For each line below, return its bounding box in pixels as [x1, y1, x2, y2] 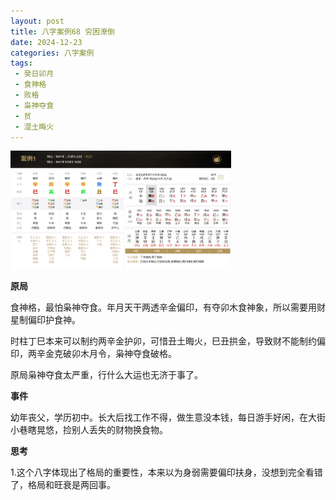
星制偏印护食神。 [10, 314, 81, 326]
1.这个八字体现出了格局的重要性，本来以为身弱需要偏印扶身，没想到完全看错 [10, 466, 323, 479]
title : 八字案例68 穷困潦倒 [10, 26, 115, 37]
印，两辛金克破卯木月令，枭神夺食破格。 [10, 348, 177, 360]
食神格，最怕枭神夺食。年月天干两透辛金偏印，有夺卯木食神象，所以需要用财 [10, 301, 326, 314]
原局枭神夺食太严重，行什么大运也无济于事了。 [10, 369, 203, 381]
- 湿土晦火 [14, 121, 55, 132]
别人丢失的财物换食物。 [71, 424, 168, 436]
